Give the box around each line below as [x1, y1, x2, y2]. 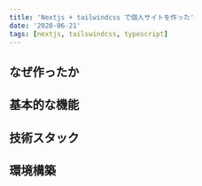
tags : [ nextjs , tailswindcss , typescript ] [9, 29, 168, 38]
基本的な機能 [9, 97, 80, 112]
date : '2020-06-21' [9, 21, 82, 30]
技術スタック [9, 130, 80, 145]
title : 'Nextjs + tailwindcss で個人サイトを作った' [9, 12, 195, 22]
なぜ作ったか [9, 64, 80, 80]
